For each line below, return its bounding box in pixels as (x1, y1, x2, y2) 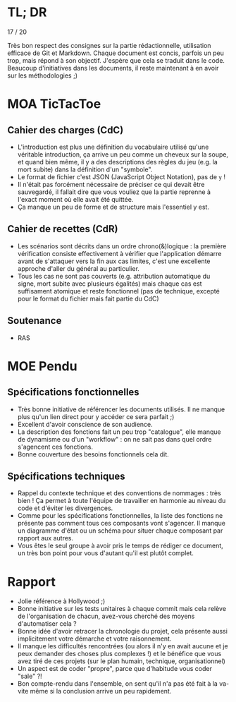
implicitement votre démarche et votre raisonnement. (17, 634, 172, 643)
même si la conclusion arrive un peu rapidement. (30, 687, 172, 696)
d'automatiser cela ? (17, 619, 77, 628)
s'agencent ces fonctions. (17, 442, 94, 451)
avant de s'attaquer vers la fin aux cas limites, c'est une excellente (17, 257, 211, 265)
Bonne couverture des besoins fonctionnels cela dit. (17, 449, 169, 459)
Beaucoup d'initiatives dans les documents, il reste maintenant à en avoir (7, 63, 219, 72)
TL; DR (7, 4, 47, 20)
